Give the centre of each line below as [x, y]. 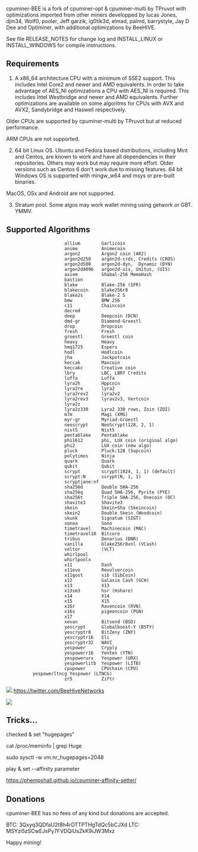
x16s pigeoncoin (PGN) [104, 611]
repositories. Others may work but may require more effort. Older [94, 163]
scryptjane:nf [82, 482]
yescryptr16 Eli [87, 637]
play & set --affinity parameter [43, 769]
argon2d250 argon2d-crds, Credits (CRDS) [120, 259]
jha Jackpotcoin [98, 357]
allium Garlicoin [95, 243]
